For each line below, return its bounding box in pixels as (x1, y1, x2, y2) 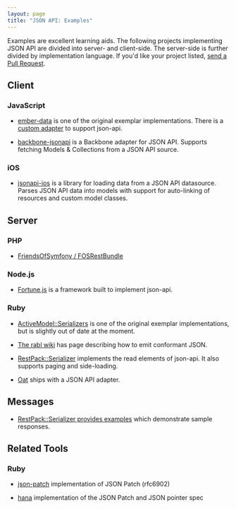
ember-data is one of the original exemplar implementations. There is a (17, 117, 224, 125)
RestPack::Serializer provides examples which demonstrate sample (17, 414, 213, 423)
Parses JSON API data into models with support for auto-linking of (17, 187, 210, 195)
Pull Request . (7, 59, 46, 67)
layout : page (7, 10, 46, 18)
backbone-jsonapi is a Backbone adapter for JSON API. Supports (17, 138, 208, 146)
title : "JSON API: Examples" (7, 17, 93, 24)
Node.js (7, 269, 35, 279)
